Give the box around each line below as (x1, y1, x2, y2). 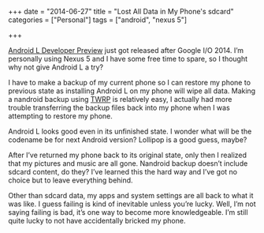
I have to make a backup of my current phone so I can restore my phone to (8, 78, 251, 87)
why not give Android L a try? (8, 62, 104, 72)
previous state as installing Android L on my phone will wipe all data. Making (8, 86, 256, 96)
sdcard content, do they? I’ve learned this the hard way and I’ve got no (8, 167, 238, 176)
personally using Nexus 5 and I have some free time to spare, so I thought (8, 54, 248, 63)
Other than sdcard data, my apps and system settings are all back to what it (8, 191, 254, 200)
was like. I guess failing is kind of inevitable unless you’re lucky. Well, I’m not (8, 199, 256, 209)
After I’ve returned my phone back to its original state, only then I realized (8, 150, 247, 160)
